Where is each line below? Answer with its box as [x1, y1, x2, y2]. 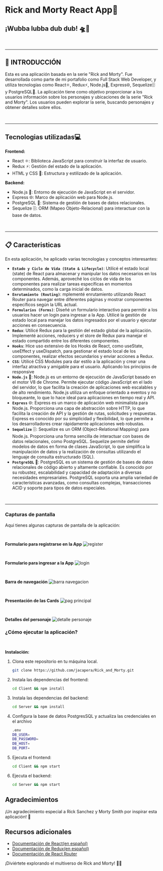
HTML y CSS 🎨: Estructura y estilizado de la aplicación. [12, 170, 123, 176]
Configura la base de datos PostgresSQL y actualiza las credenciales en [12, 713, 156, 719]
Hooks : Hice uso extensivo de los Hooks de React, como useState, [12, 343, 144, 349]
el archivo [12, 718, 32, 724]
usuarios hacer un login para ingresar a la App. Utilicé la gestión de [12, 312, 147, 318]
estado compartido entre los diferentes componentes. [12, 338, 120, 344]
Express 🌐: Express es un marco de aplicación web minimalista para [12, 400, 148, 406]
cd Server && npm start [12, 782, 61, 787]
